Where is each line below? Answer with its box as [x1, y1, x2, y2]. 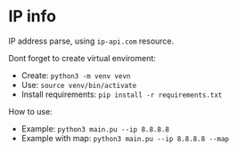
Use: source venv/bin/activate [21, 79, 137, 90]
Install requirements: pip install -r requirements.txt [21, 89, 223, 100]
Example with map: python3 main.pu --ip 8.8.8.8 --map [21, 132, 229, 143]
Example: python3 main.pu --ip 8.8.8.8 [21, 123, 170, 134]
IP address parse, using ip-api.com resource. [8, 36, 175, 46]
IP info [8, 6, 57, 27]
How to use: [8, 106, 53, 116]
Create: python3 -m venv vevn [21, 69, 131, 81]
